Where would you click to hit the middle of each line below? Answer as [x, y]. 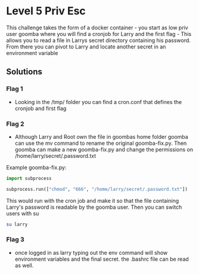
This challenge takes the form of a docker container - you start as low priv [97, 28]
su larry [17, 224]
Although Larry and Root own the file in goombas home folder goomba [102, 136]
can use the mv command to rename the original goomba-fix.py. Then [101, 143]
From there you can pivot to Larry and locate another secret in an [86, 47]
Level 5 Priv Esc [46, 11]
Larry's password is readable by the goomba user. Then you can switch [94, 207]
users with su [23, 213]
